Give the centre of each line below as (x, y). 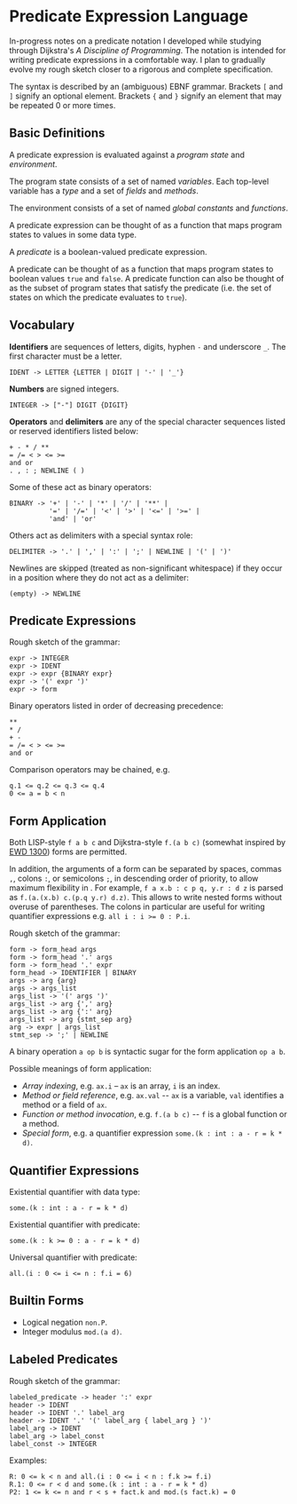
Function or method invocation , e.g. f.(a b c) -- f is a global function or (155, 1114)
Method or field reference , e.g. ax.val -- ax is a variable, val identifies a (153, 1096)
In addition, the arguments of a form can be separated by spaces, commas (145, 869)
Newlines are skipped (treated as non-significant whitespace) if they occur (146, 568)
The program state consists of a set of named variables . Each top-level (139, 181)
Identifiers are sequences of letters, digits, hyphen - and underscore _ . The (148, 346)
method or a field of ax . (64, 1105)
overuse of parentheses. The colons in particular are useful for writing (137, 906)
